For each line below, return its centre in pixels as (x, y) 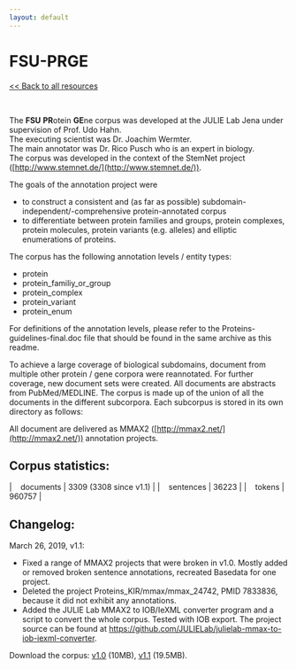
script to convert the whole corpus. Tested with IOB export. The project (152, 619)
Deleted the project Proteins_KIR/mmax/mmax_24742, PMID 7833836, (150, 591)
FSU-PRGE (49, 61)
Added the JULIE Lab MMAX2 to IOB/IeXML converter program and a (148, 610)
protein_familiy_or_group (66, 283)
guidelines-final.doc (46, 338)
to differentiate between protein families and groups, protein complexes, (153, 220)
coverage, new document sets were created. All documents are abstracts (143, 383)
